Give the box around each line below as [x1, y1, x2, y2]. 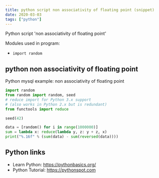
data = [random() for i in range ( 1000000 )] [5, 125, 98, 130]
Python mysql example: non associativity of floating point [5, 78, 125, 84]
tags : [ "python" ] [5, 17, 42, 22]
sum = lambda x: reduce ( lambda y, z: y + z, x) [5, 130, 108, 135]
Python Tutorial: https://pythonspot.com [12, 167, 96, 173]
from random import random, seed [5, 93, 76, 98]
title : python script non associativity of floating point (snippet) [5, 7, 155, 13]
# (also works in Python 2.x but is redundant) [5, 102, 108, 107]
